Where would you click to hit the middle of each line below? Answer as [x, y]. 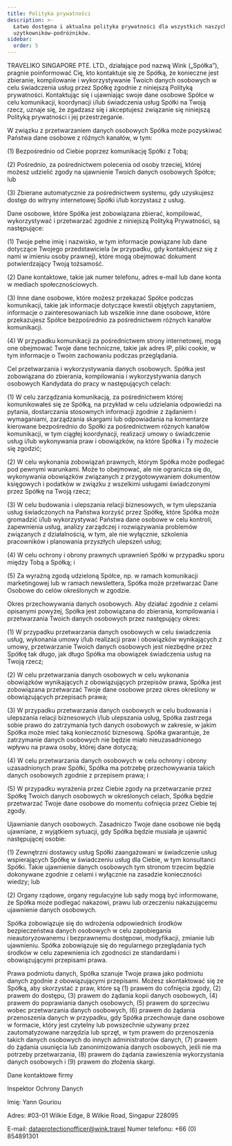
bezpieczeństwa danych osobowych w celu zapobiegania [89, 931]
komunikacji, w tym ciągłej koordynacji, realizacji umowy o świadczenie [109, 434]
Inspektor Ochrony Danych [46, 1089]
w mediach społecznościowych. [53, 284]
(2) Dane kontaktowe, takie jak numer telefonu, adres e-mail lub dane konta [114, 277]
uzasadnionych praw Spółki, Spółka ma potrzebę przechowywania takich [111, 768]
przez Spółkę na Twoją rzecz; [49, 491]
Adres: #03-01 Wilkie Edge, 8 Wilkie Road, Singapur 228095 [93, 1115]
